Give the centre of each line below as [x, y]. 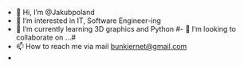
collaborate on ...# [46, 37]
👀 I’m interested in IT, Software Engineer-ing [89, 21]
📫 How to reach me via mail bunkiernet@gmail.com [101, 46]
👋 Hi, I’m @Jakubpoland [55, 12]
